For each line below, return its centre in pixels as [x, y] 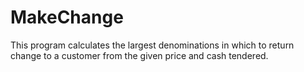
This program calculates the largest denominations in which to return [152, 45]
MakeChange [67, 17]
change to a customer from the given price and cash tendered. [139, 55]
